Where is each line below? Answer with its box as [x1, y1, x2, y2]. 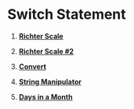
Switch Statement [7, 5, 126, 24]
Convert [18, 61, 46, 71]
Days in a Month [18, 92, 73, 101]
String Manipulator [18, 77, 81, 86]
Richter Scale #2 [18, 46, 74, 56]
